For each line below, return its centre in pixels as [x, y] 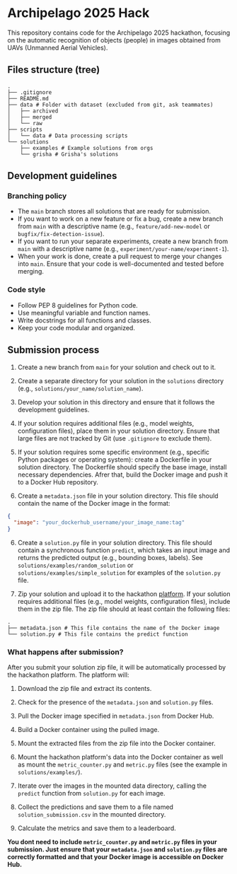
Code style [27, 290]
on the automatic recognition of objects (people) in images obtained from [114, 40]
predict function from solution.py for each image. [91, 793]
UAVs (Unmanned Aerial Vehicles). [58, 47]
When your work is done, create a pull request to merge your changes [120, 257]
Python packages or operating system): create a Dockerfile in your [115, 459]
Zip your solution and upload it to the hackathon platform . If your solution [124, 594]
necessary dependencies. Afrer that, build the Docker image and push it [123, 474]
